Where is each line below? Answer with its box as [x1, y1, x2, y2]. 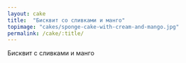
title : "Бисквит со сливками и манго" [7, 17, 126, 24]
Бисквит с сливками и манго [7, 49, 94, 57]
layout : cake [7, 10, 46, 17]
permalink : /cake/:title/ [7, 29, 84, 37]
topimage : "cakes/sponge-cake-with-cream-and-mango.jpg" [7, 23, 180, 30]
